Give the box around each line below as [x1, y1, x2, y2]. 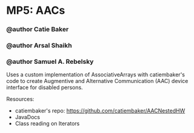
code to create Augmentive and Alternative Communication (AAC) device [6, 78, 189, 85]
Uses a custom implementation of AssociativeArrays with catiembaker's [6, 71, 186, 78]
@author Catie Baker [6, 25, 69, 34]
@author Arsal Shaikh [6, 42, 73, 50]
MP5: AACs [6, 4, 65, 17]
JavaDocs [15, 114, 40, 121]
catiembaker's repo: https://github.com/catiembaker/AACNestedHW [15, 107, 186, 114]
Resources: [6, 96, 34, 103]
